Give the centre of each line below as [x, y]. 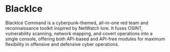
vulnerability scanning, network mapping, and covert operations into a [79, 33]
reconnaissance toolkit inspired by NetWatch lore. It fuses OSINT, [74, 28]
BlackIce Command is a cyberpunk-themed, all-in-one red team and [77, 23]
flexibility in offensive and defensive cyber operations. [62, 44]
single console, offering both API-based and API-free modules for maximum [85, 39]
